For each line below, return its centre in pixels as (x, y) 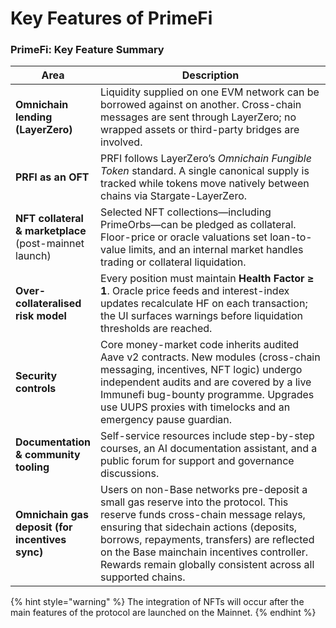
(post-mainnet (50, 244)
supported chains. (143, 577)
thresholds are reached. (156, 329)
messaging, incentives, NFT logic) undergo (201, 370)
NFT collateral (49, 219)
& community (48, 455)
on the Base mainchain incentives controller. (204, 552)
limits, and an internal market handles (216, 250)
